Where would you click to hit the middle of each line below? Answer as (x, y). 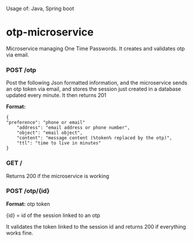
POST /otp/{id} (28, 191)
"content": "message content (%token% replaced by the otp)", (94, 138)
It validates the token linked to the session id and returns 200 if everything (96, 226)
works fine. (20, 233)
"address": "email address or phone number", (74, 128)
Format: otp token (28, 204)
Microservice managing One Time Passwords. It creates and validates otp (96, 48)
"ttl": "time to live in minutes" (59, 143)
